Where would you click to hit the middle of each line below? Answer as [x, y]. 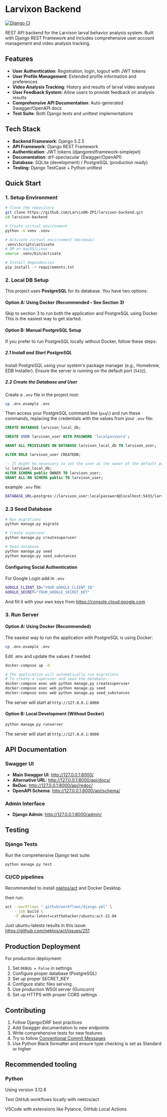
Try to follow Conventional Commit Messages [59, 1038]
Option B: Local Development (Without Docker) [55, 714]
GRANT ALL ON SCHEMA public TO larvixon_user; [54, 477]
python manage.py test [29, 864]
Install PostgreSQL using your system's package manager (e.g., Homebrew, [83, 365]
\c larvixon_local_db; [29, 468]
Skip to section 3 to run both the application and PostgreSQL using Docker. [82, 313]
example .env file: [23, 487]
